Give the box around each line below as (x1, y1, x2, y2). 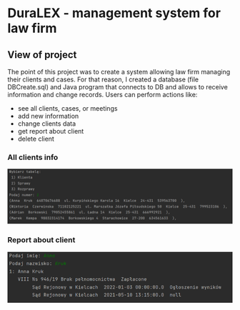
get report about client (17, 127, 84, 135)
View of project (7, 49, 77, 61)
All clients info (7, 152, 59, 162)
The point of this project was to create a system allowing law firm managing (7, 68, 231, 76)
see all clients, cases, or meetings (17, 104, 118, 112)
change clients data (17, 119, 76, 128)
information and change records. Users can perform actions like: (7, 91, 198, 99)
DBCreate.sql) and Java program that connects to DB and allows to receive (7, 83, 229, 91)
